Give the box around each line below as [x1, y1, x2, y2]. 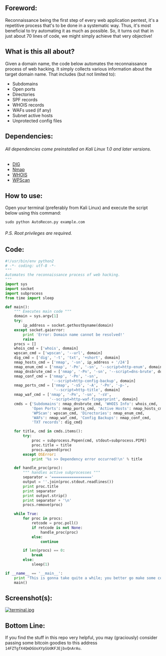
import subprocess [5, 291, 43, 296]
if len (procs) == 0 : [23, 548, 65, 553]
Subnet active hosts [12, 112, 53, 118]
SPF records [12, 96, 38, 102]
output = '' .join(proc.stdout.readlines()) [23, 479, 114, 485]
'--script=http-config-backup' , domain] [51, 378, 136, 383]
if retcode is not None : [31, 525, 83, 530]
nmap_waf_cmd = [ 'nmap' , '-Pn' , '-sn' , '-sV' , [14, 392, 112, 397]
